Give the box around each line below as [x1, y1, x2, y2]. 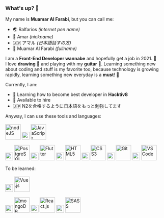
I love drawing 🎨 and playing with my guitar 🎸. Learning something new [5, 61, 156, 67]
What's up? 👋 [5, 5, 39, 12]
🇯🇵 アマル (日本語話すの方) [12, 40, 71, 46]
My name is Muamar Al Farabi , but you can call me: [5, 16, 114, 22]
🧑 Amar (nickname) [12, 34, 53, 40]
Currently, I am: [5, 82, 38, 88]
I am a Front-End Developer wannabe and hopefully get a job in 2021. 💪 [5, 56, 157, 62]
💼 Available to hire [12, 97, 51, 103]
